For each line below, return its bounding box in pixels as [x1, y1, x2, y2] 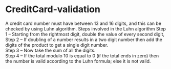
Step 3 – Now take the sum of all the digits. [5, 47, 96, 53]
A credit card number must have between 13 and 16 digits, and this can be [5, 20, 162, 26]
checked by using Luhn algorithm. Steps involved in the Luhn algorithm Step [5, 25, 166, 31]
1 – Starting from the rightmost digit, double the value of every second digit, [5, 31, 165, 37]
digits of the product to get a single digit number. [5, 42, 109, 48]
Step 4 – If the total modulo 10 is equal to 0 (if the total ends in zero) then [5, 52, 159, 59]
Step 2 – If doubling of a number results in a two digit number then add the [5, 37, 163, 43]
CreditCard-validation [5, 4, 101, 15]
